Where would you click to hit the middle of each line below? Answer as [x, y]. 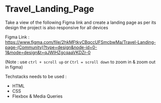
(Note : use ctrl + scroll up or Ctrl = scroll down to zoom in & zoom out [80, 62]
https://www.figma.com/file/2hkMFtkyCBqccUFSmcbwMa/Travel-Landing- [80, 42]
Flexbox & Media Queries [37, 96]
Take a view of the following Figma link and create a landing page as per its [80, 22]
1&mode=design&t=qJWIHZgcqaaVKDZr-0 [48, 52]
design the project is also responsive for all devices [57, 27]
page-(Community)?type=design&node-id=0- [51, 47]
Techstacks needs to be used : [36, 76]
